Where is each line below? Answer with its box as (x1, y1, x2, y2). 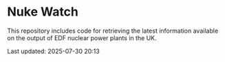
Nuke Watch (7, 4, 79, 20)
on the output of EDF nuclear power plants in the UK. (7, 33, 157, 42)
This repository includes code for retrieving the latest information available (7, 27, 219, 35)
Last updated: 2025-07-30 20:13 (7, 47, 100, 55)
